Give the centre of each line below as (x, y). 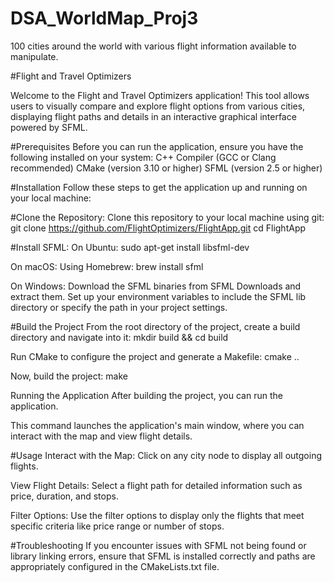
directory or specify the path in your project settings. (119, 307)
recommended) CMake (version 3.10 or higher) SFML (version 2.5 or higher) (166, 168)
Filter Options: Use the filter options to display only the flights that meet (157, 515)
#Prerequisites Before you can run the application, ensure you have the (157, 146)
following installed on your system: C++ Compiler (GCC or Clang (143, 157)
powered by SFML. (49, 127)
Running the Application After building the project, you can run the (146, 395)
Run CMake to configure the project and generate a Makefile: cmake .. (155, 356)
